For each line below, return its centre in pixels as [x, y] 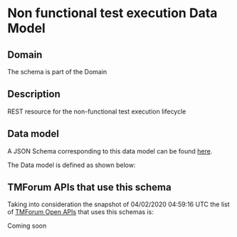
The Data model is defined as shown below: [72, 165]
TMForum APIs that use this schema [90, 187]
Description [34, 94]
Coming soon [27, 226]
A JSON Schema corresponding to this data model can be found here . [110, 151]
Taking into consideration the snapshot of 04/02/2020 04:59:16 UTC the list [118, 204]
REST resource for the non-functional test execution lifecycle [97, 111]
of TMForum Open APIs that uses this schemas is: [81, 212]
